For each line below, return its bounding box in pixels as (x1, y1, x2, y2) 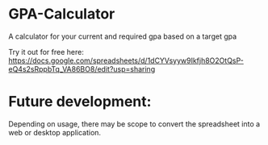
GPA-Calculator (8, 5, 115, 23)
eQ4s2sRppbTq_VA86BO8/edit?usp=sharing (8, 64, 156, 73)
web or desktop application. (8, 127, 102, 137)
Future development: (8, 93, 152, 111)
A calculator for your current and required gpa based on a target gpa (8, 31, 237, 41)
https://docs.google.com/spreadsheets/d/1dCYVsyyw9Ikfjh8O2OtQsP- (8, 56, 244, 65)
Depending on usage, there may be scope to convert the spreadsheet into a (8, 118, 261, 129)
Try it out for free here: (8, 47, 85, 56)
